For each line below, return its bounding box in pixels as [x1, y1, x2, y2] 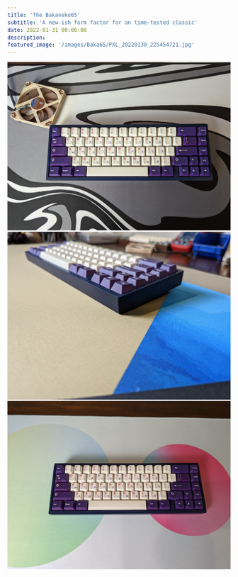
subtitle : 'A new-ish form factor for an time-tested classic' [7, 18, 198, 26]
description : [7, 34, 46, 41]
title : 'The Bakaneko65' [7, 11, 81, 18]
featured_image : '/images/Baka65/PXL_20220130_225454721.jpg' [7, 41, 195, 49]
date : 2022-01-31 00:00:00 [7, 26, 87, 33]
